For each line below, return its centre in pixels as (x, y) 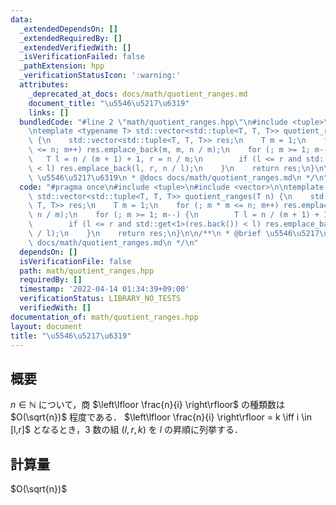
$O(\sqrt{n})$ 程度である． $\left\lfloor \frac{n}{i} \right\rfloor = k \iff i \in (161, 417)
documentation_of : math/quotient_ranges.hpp (104, 317)
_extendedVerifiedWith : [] (75, 47)
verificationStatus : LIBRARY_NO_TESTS (100, 299)
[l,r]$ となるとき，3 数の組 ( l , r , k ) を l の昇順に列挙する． (127, 430)
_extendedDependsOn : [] (68, 29)
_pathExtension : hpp (62, 66)
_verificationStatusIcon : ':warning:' (100, 76)
